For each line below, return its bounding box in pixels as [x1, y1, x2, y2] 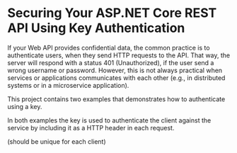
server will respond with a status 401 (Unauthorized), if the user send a [7, 58, 214, 67]
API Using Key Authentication [7, 20, 185, 36]
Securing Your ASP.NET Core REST [7, 5, 217, 21]
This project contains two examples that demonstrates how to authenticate [7, 94, 226, 103]
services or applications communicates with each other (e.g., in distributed [7, 73, 226, 82]
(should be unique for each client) [7, 137, 106, 146]
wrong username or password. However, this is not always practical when [7, 66, 223, 74]
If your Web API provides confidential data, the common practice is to [7, 43, 210, 52]
